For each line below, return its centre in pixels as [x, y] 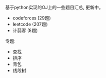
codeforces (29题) [32, 18]
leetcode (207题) [30, 24]
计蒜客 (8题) [25, 30]
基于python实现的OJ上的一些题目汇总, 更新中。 [54, 7]
